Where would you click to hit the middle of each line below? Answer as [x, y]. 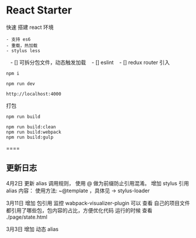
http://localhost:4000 [34, 94]
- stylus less [23, 50]
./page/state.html [27, 217]
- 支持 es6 [18, 39]
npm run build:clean [31, 127]
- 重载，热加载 [22, 45]
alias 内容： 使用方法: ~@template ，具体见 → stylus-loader [78, 191]
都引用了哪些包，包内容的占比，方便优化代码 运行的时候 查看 [79, 210]
